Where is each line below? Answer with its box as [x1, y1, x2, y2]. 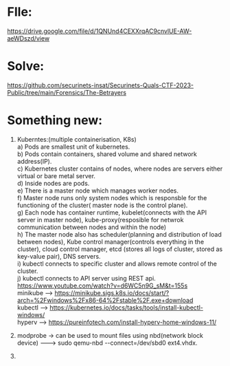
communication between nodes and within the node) [16, 223, 167, 231]
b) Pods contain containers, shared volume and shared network [16, 149, 197, 158]
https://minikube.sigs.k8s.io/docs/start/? [54, 288, 170, 297]
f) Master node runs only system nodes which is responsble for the [16, 193, 207, 202]
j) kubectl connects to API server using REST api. [16, 274, 156, 282]
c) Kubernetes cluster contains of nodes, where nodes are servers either [16, 164, 223, 173]
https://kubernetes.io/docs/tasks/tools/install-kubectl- [49, 303, 204, 312]
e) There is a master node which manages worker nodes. [16, 186, 179, 195]
